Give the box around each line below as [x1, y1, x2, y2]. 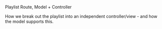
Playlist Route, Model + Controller [5, 4, 72, 10]
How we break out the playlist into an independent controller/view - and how [5, 14, 158, 19]
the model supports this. [5, 19, 54, 24]
